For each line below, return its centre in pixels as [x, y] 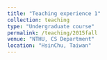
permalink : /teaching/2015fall [52, 33]
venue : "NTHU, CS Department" [51, 39]
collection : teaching [39, 20]
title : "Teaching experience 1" [54, 13]
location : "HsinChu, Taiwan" [49, 46]
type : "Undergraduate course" [51, 26]
